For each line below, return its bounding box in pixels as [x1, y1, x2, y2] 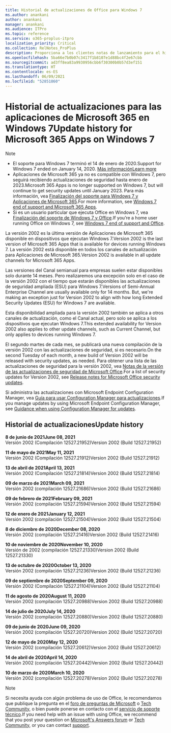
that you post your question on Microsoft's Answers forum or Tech [5, 717, 145, 723]
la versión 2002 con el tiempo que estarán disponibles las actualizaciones [5, 278, 160, 284]
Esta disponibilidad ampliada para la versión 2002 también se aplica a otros [5, 309, 164, 316]
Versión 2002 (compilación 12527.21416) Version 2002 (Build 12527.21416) [5, 531, 159, 538]
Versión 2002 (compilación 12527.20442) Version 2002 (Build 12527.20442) [5, 659, 164, 665]
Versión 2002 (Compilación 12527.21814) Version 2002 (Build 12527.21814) [5, 470, 160, 476]
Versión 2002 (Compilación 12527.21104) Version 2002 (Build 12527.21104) [5, 583, 160, 589]
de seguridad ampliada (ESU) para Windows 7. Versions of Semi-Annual [5, 283, 155, 290]
